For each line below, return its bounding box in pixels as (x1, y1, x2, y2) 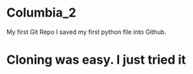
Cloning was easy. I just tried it (6, 52, 186, 68)
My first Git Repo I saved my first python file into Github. (6, 28, 167, 36)
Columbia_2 (6, 5, 77, 21)
